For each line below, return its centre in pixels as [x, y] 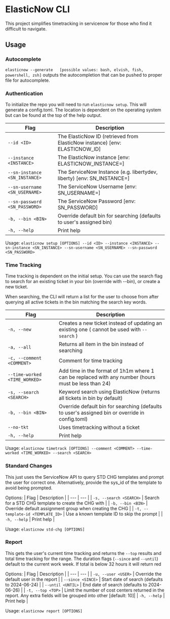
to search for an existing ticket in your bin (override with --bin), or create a [83, 282]
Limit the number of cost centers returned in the [114, 590]
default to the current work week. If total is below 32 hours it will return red [83, 564]
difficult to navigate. [26, 28]
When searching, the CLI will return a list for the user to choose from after [82, 297]
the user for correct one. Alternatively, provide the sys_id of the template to [84, 482]
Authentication [24, 94]
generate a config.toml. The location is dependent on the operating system [83, 110]
